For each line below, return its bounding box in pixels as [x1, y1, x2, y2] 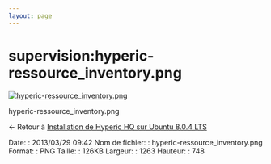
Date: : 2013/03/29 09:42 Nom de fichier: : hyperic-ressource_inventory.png [8, 137, 263, 147]
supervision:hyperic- [8, 46, 155, 65]
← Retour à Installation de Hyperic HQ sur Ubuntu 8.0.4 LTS [8, 122, 208, 132]
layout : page [8, 11, 53, 20]
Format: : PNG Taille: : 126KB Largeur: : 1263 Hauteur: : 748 [8, 146, 205, 156]
